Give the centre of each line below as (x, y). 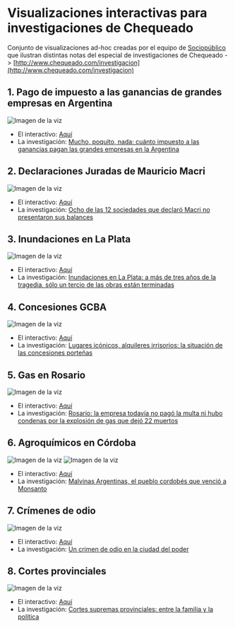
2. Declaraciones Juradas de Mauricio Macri (107, 171)
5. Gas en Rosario (47, 375)
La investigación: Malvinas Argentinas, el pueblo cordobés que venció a (122, 481)
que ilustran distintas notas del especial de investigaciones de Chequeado (115, 55)
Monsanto (32, 488)
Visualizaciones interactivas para (107, 13)
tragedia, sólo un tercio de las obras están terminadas (96, 285)
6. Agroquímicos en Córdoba (72, 443)
